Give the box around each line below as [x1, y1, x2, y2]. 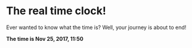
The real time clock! [6, 4, 106, 18]
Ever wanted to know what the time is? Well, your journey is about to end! [6, 24, 187, 31]
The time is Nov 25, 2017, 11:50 [6, 35, 83, 42]
